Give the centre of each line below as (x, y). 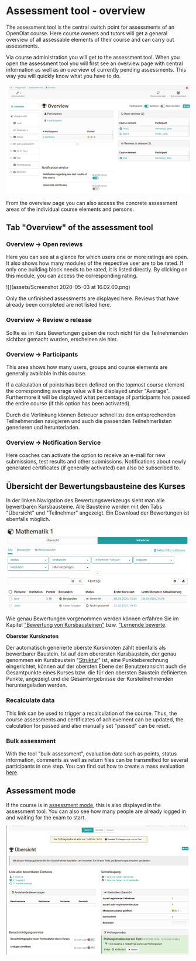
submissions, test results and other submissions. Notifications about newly (96, 462)
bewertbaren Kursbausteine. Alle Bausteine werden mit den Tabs (84, 507)
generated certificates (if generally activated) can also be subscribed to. (93, 468)
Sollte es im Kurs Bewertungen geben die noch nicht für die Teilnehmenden (97, 332)
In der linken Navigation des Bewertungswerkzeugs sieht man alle (85, 500)
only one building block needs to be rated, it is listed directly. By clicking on (97, 270)
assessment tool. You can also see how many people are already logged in (96, 811)
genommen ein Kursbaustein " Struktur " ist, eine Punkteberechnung (87, 660)
